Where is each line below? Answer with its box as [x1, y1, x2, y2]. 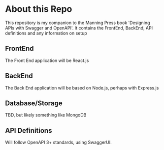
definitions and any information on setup [5, 30, 87, 36]
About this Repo [5, 3, 72, 15]
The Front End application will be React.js [5, 58, 89, 63]
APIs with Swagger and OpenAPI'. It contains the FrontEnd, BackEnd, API [5, 25, 153, 30]
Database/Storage [5, 99, 63, 107]
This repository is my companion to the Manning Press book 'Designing [5, 20, 150, 26]
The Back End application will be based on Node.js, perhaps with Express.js [5, 85, 159, 90]
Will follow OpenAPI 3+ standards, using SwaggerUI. [5, 139, 112, 146]
